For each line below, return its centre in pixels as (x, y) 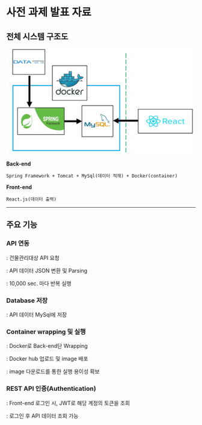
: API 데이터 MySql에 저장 (37, 315)
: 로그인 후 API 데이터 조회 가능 (42, 415)
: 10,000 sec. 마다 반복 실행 (39, 283)
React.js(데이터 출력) (32, 199)
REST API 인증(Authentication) (51, 389)
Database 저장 (27, 300)
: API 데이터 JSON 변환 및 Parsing (47, 270)
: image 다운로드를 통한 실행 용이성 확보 (53, 371)
